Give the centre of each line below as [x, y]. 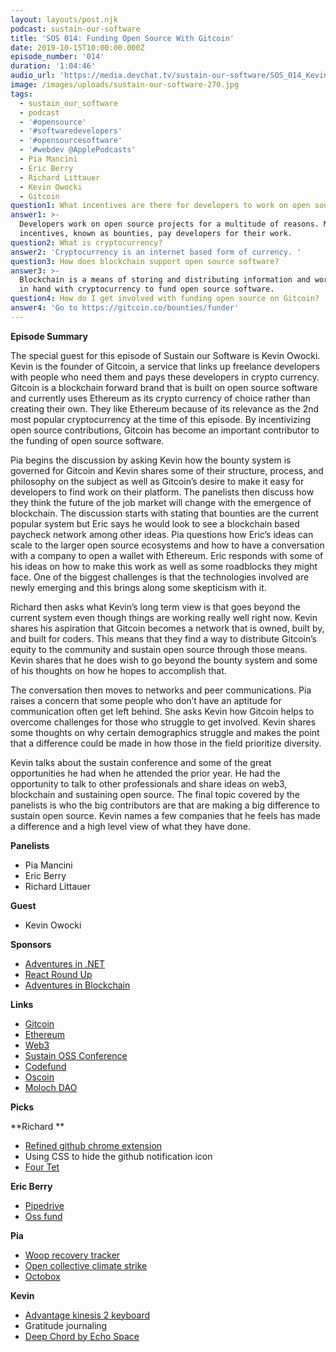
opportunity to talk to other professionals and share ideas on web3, [149, 783]
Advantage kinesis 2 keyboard [87, 1315]
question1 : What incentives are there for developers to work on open [160, 206]
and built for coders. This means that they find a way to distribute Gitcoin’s [163, 638]
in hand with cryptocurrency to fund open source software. [147, 289]
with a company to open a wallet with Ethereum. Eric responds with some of [167, 555]
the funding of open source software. [87, 440]
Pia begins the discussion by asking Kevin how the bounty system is [151, 460]
